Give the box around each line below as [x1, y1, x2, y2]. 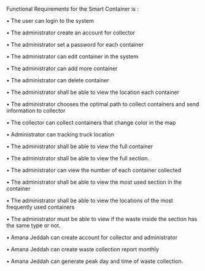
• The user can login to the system [6, 17, 94, 24]
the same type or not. [6, 222, 61, 229]
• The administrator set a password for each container [6, 41, 144, 48]
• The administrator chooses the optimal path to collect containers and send [6, 101, 199, 108]
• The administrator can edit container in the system [6, 53, 139, 60]
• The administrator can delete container [6, 77, 109, 84]
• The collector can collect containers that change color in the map [6, 119, 176, 126]
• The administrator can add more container [6, 65, 118, 72]
